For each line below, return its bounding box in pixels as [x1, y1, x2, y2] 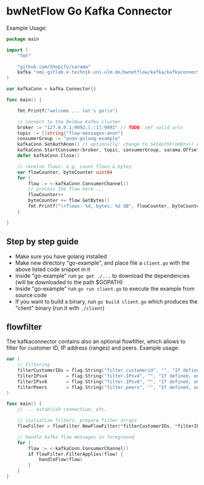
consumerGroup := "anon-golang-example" [17, 135, 121, 142]
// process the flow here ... [28, 186, 104, 192]
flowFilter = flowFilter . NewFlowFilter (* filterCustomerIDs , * [17, 423, 178, 429]
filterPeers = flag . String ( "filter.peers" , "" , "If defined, [17, 384, 191, 390]
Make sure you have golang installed [15, 253, 107, 260]
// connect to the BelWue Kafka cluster [17, 118, 121, 125]
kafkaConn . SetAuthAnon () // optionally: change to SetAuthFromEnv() [17, 141, 194, 148]
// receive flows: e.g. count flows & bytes [17, 163, 132, 169]
